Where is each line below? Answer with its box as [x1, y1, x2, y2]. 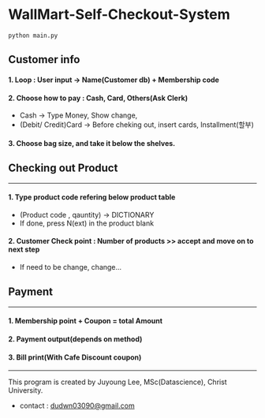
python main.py [8, 32, 58, 39]
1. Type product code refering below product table [8, 192, 176, 202]
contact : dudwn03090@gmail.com [19, 401, 136, 411]
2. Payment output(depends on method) [8, 334, 143, 344]
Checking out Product [8, 162, 118, 175]
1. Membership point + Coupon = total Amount [8, 316, 163, 326]
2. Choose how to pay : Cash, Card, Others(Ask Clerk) [8, 93, 188, 103]
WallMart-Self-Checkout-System [8, 6, 230, 24]
